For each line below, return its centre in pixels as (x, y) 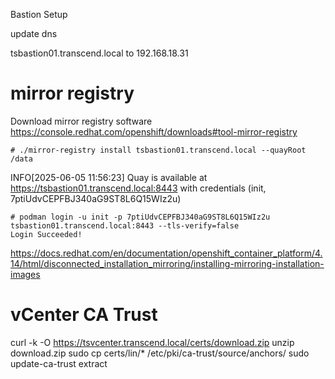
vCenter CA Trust (84, 315)
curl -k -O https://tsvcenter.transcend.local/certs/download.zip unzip (152, 342)
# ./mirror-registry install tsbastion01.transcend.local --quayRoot (158, 150)
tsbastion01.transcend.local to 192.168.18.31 (99, 53)
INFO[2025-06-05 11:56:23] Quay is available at (109, 177)
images (25, 274)
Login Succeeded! (46, 234)
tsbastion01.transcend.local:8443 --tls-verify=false (125, 225)
